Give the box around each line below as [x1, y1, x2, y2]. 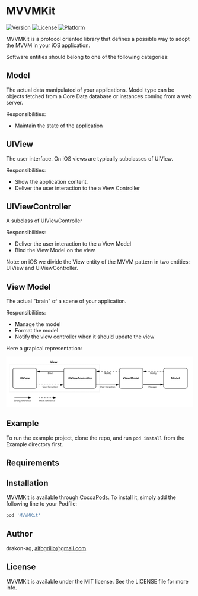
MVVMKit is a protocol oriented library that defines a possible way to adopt [6, 35, 190, 42]
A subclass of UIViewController [6, 217, 83, 224]
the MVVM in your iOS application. [6, 42, 91, 49]
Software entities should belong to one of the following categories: [6, 53, 169, 60]
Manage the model [14, 321, 61, 328]
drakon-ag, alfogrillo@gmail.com [6, 544, 87, 551]
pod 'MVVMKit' [6, 513, 41, 519]
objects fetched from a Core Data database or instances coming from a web [6, 92, 192, 99]
